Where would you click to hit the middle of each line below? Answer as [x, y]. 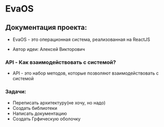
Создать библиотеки [35, 108]
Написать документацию [40, 113]
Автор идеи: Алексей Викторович [49, 49]
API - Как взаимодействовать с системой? [61, 62]
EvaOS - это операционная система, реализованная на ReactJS [81, 39]
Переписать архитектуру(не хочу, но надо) [59, 103]
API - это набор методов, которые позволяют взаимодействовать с [86, 73]
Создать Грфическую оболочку [46, 118]
